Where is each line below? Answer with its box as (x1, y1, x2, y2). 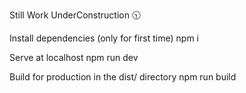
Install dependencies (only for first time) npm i (9, 32, 199, 44)
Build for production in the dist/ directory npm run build (9, 71, 237, 83)
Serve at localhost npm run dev (9, 52, 139, 63)
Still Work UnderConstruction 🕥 (9, 9, 142, 21)
